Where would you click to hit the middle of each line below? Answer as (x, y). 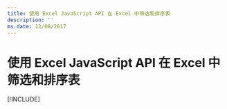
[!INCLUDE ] (24, 99)
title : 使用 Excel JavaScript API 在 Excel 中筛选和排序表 (89, 13)
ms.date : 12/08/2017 (37, 26)
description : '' (30, 20)
